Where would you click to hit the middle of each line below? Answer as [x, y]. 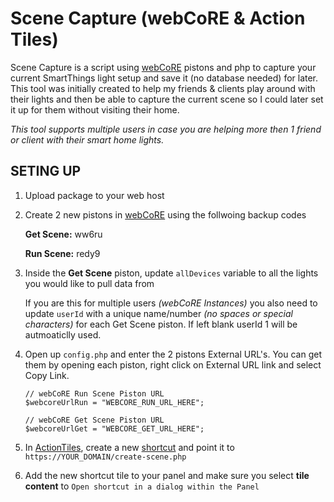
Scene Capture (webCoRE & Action [158, 18]
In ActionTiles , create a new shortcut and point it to [129, 447]
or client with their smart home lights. [87, 139]
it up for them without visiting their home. [95, 109]
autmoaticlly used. [63, 334]
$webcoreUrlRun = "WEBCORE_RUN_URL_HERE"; [114, 402]
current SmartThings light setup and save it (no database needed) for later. [164, 78]
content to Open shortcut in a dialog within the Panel [142, 486]
